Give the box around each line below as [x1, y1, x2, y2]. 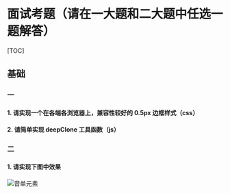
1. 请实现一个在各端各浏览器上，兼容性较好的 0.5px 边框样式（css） [7, 108, 199, 117]
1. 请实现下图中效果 [7, 162, 62, 171]
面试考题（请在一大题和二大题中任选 [7, 6, 212, 22]
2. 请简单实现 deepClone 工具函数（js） [7, 125, 120, 134]
